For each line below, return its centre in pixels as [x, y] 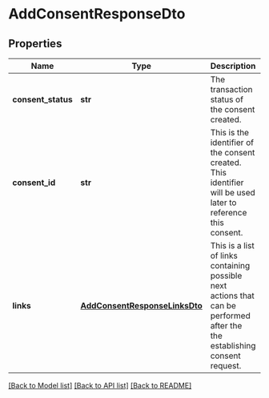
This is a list [232, 245]
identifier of [232, 143]
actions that [232, 295]
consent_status [43, 99]
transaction [232, 89]
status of [227, 99]
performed [230, 316]
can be [223, 306]
